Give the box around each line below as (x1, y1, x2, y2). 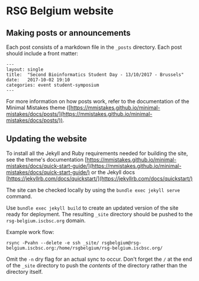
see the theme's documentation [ (6, 156, 87, 163)
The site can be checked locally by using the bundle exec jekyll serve (6, 186, 181, 194)
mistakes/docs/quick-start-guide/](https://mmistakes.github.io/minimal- (6, 162, 182, 169)
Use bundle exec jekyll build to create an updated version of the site (6, 204, 179, 211)
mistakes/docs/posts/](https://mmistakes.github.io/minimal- (6, 110, 153, 117)
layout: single (6, 67, 44, 72)
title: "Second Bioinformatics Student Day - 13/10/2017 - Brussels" (6, 72, 184, 78)
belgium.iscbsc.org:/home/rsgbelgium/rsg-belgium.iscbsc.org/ (6, 245, 163, 251)
